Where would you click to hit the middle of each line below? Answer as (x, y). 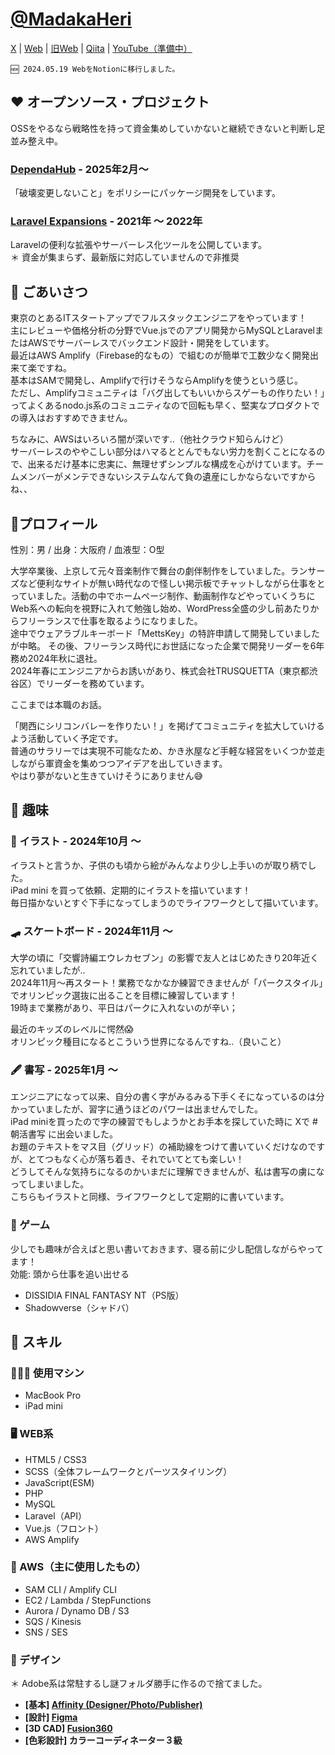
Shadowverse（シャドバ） (79, 1307)
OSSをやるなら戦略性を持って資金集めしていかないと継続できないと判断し (163, 128)
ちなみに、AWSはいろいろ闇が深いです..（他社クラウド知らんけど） (149, 439)
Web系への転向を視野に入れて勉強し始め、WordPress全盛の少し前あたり (160, 608)
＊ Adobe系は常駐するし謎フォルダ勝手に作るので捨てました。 (139, 1684)
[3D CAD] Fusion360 (68, 1729)
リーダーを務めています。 (97, 683)
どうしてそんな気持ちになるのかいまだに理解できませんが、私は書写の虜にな (167, 1172)
